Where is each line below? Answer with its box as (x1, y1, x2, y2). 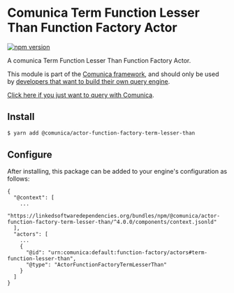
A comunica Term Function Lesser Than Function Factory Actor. (7, 56, 191, 64)
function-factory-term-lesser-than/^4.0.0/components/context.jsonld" (7, 218, 217, 226)
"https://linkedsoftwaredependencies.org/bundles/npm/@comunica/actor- (7, 213, 220, 220)
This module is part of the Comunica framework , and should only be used (7, 70, 219, 78)
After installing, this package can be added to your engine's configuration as (7, 167, 228, 176)
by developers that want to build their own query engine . (7, 77, 170, 85)
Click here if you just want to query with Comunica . (7, 91, 155, 99)
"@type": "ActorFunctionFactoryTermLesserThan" (25, 262, 168, 269)
